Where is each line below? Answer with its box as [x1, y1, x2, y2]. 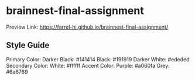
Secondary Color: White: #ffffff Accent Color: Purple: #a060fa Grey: [6, 62, 170, 69]
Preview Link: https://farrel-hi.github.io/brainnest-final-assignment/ [6, 23, 169, 30]
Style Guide [6, 40, 50, 50]
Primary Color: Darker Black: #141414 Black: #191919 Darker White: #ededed [6, 55, 190, 62]
